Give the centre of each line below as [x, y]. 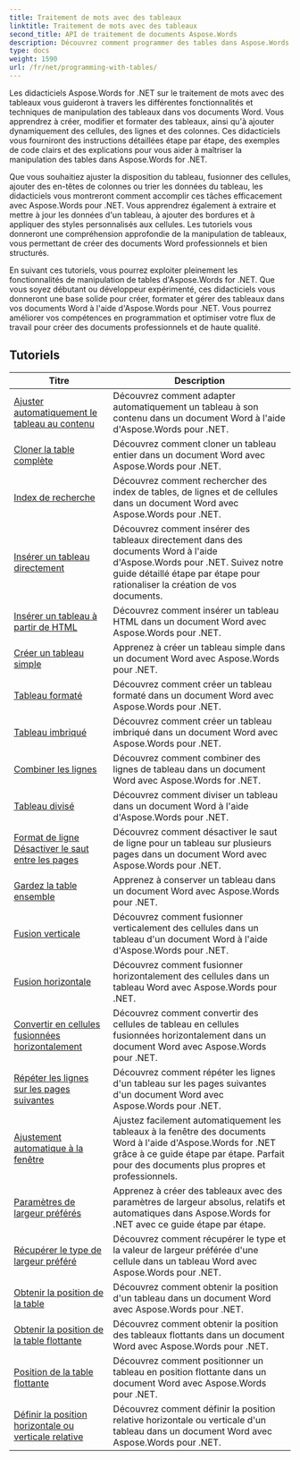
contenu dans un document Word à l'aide [199, 418]
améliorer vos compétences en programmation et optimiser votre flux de [142, 318]
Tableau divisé [44, 806]
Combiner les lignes [55, 768]
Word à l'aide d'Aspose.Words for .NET [195, 1142]
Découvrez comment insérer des [182, 529]
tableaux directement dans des [178, 539]
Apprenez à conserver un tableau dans [195, 879]
